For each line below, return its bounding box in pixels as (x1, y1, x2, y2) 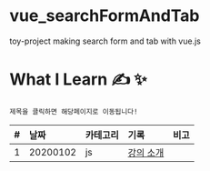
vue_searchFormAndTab (9, 5, 200, 26)
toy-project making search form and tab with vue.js (9, 35, 202, 46)
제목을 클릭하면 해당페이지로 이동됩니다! (9, 106, 138, 116)
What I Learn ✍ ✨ (9, 69, 147, 90)
